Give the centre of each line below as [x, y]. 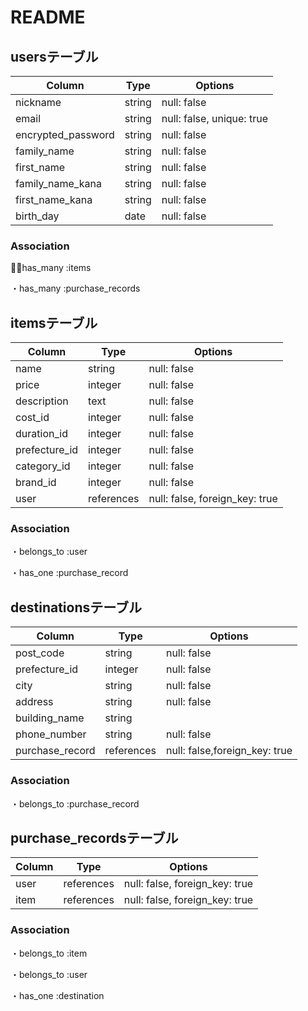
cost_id [32, 418]
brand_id [36, 483]
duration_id [41, 434]
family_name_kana [58, 183]
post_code [40, 653]
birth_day [37, 216]
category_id [43, 466]
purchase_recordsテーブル [94, 837]
